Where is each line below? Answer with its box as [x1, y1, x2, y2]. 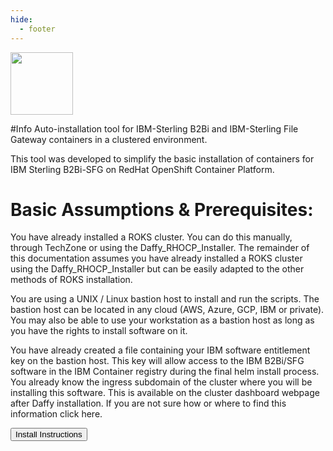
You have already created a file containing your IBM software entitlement [10, 344, 311, 356]
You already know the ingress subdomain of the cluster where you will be [10, 376, 313, 388]
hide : [10, 14, 33, 25]
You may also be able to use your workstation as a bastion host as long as [10, 314, 315, 326]
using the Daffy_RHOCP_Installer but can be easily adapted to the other [10, 263, 305, 275]
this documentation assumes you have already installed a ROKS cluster [10, 252, 303, 265]
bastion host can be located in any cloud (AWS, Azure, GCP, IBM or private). [10, 304, 325, 316]
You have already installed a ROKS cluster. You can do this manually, [10, 231, 293, 243]
